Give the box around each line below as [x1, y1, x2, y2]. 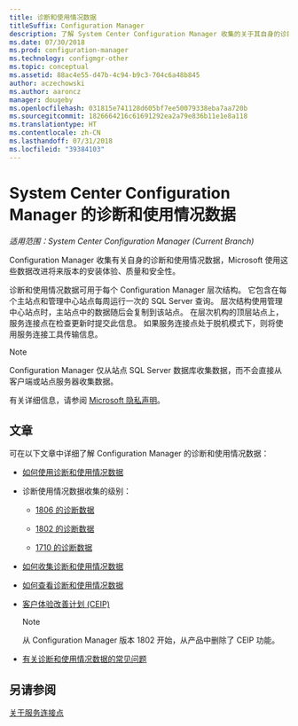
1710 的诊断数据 [35, 543, 93, 553]
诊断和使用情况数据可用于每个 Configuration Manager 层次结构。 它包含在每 [9, 285, 287, 295]
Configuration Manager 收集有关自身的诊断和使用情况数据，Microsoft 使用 [9, 254, 281, 265]
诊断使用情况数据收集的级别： [21, 486, 131, 496]
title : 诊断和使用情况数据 [9, 12, 98, 22]
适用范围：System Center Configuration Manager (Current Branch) [9, 236, 255, 246]
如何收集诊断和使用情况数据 [21, 561, 124, 572]
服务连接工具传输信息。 [16, 329, 103, 340]
